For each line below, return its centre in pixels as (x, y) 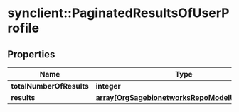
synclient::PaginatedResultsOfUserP (118, 13)
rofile (23, 28)
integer (108, 86)
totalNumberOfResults (50, 86)
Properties (31, 54)
